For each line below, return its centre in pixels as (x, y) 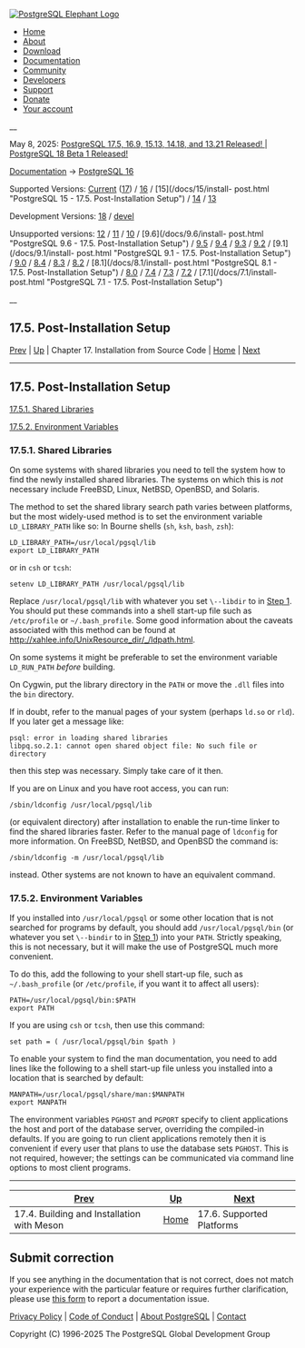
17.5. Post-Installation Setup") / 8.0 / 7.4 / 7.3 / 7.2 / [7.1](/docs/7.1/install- (143, 272)
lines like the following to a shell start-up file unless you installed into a (141, 1068)
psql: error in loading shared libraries (89, 738)
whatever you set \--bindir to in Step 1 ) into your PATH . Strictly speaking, (146, 937)
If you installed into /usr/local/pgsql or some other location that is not (142, 918)
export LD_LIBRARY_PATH (54, 550)
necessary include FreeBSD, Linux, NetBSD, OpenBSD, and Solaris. (135, 489)
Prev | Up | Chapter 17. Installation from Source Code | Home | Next (135, 350)
